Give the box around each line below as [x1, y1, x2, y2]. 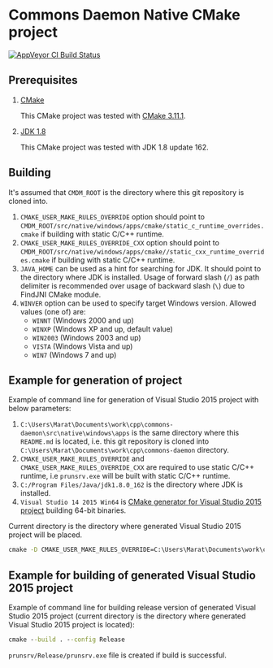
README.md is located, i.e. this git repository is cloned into [19, 436, 210, 446]
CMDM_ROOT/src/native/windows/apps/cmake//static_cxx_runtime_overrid [19, 248, 265, 256]
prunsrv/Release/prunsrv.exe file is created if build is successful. [8, 650, 227, 660]
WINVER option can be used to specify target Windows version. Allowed [19, 298, 257, 308]
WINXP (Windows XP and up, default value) [32, 323, 173, 334]
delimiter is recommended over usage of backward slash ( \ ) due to [19, 280, 245, 290]
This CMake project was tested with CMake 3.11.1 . [19, 111, 186, 120]
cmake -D [8, 546, 38, 554]
